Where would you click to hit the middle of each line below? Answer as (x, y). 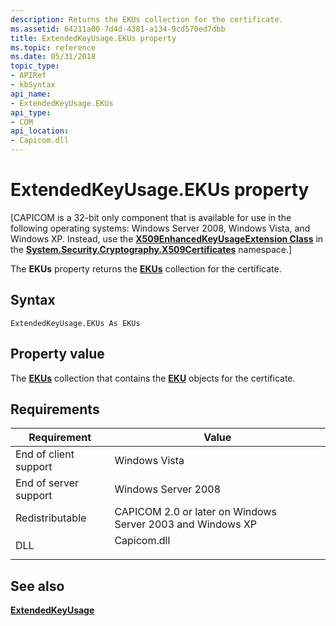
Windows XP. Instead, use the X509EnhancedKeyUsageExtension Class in (167, 238)
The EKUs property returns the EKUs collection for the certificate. (146, 268)
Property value (57, 354)
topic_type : (35, 66)
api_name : (31, 94)
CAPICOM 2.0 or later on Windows (195, 512)
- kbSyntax (33, 85)
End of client (45, 454)
